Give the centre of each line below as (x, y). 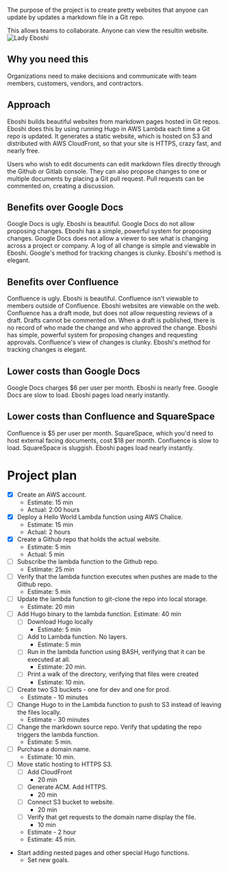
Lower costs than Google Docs (74, 371)
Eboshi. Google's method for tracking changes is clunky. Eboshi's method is (114, 253)
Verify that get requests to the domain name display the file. (112, 817)
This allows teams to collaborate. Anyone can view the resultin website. (108, 31)
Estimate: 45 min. (52, 839)
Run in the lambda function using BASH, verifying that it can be (116, 652)
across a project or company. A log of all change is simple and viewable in (112, 246)
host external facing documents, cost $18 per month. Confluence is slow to (113, 440)
